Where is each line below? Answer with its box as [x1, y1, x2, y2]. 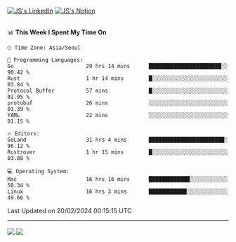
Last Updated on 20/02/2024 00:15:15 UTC [7, 207, 132, 215]
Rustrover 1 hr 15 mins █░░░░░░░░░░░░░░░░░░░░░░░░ [7, 149, 228, 156]
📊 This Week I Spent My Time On [7, 28, 107, 36]
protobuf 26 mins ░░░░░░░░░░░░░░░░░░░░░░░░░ [7, 100, 228, 107]
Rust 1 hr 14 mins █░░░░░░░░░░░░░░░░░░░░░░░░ [7, 75, 228, 82]
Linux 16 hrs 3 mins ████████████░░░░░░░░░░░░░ [7, 188, 228, 195]
